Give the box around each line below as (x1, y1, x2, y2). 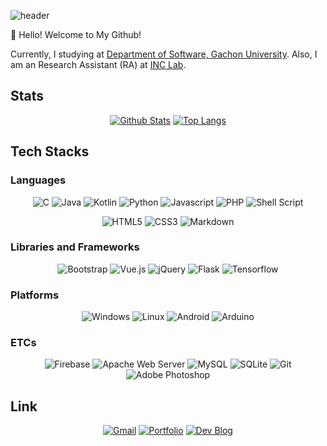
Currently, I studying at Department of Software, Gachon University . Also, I (10, 48, 318, 60)
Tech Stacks (10, 143, 90, 160)
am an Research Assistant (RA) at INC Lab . (10, 59, 187, 70)
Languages (10, 173, 67, 187)
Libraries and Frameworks (10, 240, 140, 254)
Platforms (10, 288, 60, 302)
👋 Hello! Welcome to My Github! (10, 29, 142, 40)
